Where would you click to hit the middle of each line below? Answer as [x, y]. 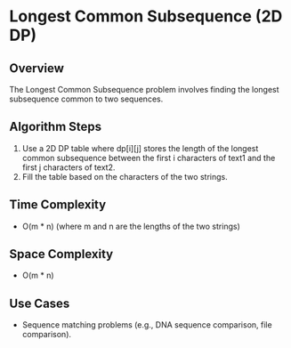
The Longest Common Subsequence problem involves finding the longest [144, 89]
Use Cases [40, 303]
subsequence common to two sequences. [86, 99]
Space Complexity [61, 254]
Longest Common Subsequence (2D [146, 16]
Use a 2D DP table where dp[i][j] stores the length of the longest [140, 148]
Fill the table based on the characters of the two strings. [125, 176]
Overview [37, 68]
